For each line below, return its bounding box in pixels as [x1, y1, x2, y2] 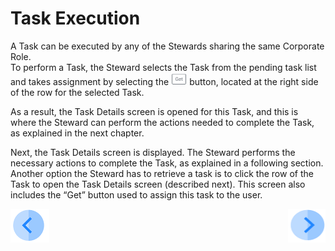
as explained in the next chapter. [10, 127, 145, 139]
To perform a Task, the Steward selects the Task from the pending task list [10, 61, 317, 73]
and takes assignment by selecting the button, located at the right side [10, 76, 319, 88]
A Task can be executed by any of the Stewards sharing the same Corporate [10, 40, 325, 52]
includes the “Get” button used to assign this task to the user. [10, 189, 263, 201]
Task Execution [10, 7, 141, 30]
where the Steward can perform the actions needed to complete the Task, [10, 117, 315, 129]
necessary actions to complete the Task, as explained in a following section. [10, 157, 324, 169]
